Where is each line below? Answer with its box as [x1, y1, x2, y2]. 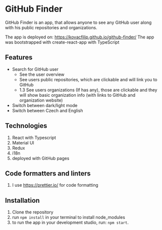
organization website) [19, 97, 63, 103]
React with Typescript [12, 135, 56, 141]
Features [5, 53, 33, 62]
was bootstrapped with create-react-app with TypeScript [5, 39, 120, 45]
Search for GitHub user [12, 66, 59, 72]
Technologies [5, 122, 48, 130]
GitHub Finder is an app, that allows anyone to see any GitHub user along [5, 19, 152, 25]
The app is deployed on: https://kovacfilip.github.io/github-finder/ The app [5, 34, 154, 40]
